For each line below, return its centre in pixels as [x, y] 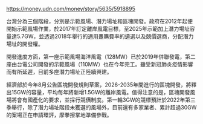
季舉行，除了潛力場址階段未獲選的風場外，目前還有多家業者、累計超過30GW [101, 107]
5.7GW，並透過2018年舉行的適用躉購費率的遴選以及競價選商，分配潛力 [105, 36]
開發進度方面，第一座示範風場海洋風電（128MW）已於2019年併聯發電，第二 [101, 57]
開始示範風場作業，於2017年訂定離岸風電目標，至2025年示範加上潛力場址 [98, 29]
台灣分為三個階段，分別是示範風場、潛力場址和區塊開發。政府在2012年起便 [100, 21]
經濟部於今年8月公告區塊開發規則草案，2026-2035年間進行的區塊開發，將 [99, 85]
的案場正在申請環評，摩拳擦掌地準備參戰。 [59, 115]
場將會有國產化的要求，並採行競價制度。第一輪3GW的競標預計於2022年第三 [101, 100]
